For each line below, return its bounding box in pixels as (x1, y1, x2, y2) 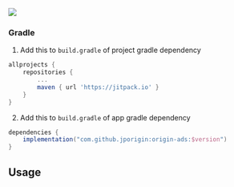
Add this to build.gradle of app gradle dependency (19, 112, 191, 122)
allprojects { (8, 61, 56, 69)
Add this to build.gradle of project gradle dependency (19, 45, 202, 55)
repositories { (22, 68, 74, 76)
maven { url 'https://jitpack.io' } (37, 83, 159, 91)
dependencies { (8, 128, 59, 136)
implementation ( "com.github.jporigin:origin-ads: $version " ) (22, 136, 228, 144)
